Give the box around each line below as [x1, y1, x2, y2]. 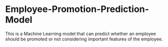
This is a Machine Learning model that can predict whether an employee [5, 30, 156, 36]
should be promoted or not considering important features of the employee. [5, 36, 163, 42]
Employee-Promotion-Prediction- [5, 3, 149, 15]
